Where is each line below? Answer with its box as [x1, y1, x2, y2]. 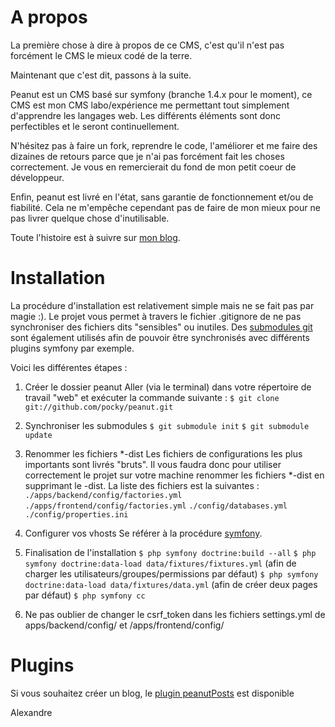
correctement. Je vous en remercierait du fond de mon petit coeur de [10, 161, 297, 173]
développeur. [10, 171, 65, 183]
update [24, 430, 53, 440]
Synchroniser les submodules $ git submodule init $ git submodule [24, 419, 310, 431]
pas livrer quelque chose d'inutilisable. [10, 212, 170, 224]
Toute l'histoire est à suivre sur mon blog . [10, 231, 181, 243]
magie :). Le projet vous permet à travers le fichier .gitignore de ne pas [10, 310, 302, 322]
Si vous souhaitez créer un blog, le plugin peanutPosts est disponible [10, 687, 295, 699]
